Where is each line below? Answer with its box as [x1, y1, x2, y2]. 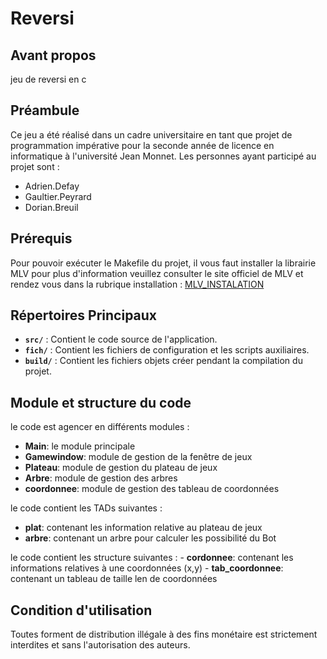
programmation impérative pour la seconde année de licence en [10, 139, 275, 151]
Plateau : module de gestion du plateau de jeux [24, 462, 218, 474]
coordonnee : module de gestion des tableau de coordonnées [24, 483, 280, 495]
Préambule [10, 102, 80, 119]
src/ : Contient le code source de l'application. [24, 333, 218, 346]
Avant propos [10, 47, 97, 64]
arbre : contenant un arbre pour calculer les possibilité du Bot [24, 532, 277, 544]
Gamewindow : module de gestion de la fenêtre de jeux [24, 451, 253, 463]
